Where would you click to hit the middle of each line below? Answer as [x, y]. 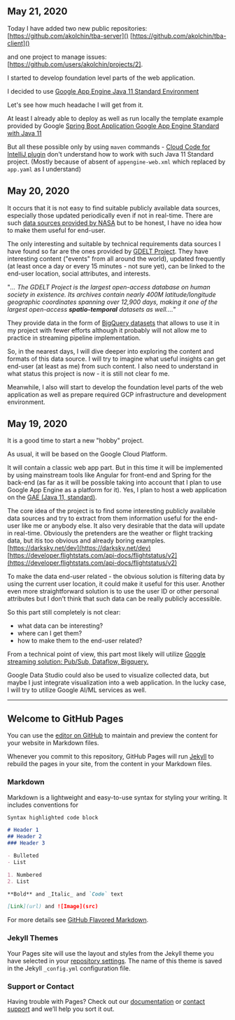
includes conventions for [43, 805]
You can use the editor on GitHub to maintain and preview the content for [113, 735]
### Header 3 [26, 843]
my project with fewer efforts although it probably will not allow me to [107, 330]
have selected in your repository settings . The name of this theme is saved [115, 961]
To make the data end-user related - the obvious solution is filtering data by [116, 577]
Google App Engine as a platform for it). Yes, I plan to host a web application [117, 490]
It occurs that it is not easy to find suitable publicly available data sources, [114, 208]
